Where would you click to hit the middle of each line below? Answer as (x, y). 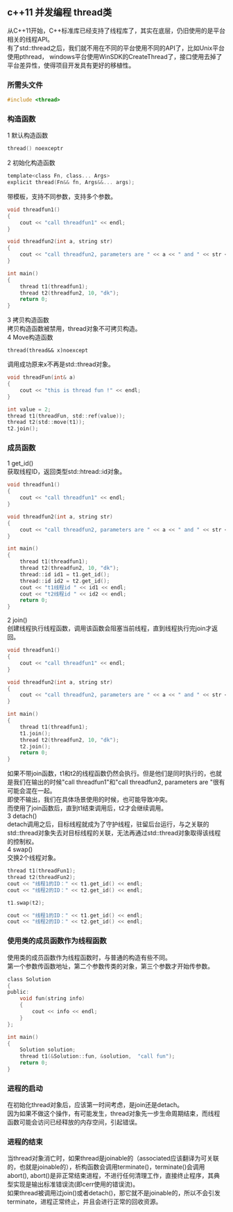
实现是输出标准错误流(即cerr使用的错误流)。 (76, 1184)
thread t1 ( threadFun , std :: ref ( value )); (67, 416)
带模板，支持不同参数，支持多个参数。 (62, 196)
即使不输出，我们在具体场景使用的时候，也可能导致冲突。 (89, 800)
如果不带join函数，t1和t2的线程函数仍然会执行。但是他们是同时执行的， (109, 773)
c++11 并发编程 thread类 (60, 13)
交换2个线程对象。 (34, 858)
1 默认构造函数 (28, 136)
